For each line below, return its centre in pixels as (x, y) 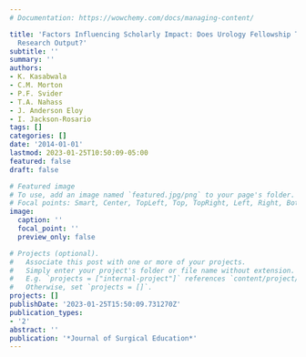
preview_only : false (56, 237)
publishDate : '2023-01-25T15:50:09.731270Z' (95, 304)
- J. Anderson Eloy (46, 110)
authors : (26, 68)
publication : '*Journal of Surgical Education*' (103, 338)
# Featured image (42, 186)
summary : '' (32, 60)
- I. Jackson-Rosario (51, 119)
